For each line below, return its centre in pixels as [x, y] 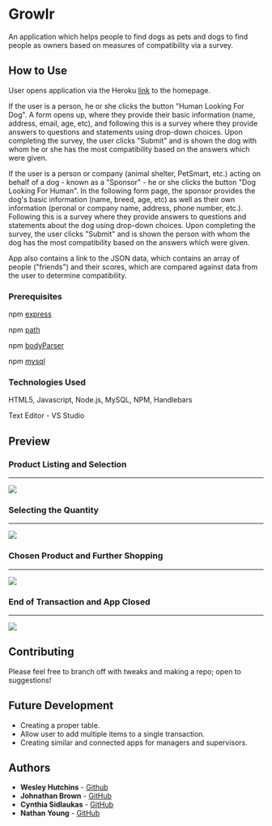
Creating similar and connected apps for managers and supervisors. [134, 742]
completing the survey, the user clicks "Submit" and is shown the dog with [133, 140]
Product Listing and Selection [68, 464]
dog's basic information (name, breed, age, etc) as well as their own [122, 199]
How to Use [38, 71]
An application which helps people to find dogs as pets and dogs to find [128, 37]
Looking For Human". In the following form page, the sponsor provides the [132, 191]
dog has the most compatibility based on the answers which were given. [129, 242]
